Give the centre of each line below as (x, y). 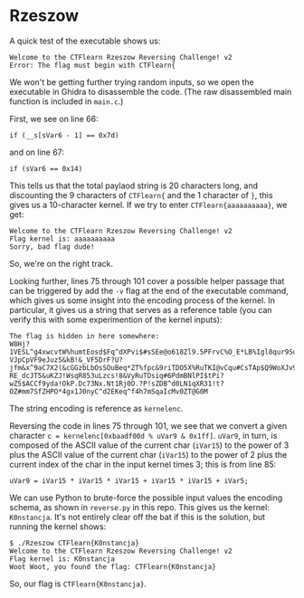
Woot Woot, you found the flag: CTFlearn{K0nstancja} (113, 566)
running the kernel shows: (58, 527)
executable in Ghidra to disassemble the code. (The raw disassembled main (151, 91)
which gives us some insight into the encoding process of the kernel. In (142, 300)
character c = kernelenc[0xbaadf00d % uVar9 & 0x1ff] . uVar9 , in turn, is (143, 435)
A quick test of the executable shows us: (85, 41)
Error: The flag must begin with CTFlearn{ (93, 65)
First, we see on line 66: (54, 119)
